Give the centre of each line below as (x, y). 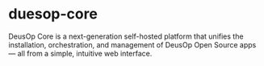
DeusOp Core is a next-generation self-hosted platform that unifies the (126, 36)
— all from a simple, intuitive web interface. (80, 53)
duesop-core (53, 14)
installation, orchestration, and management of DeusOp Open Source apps (132, 44)
